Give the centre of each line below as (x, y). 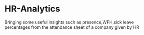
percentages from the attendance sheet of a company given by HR (72, 27)
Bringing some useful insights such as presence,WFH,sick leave (69, 22)
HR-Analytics (33, 9)
